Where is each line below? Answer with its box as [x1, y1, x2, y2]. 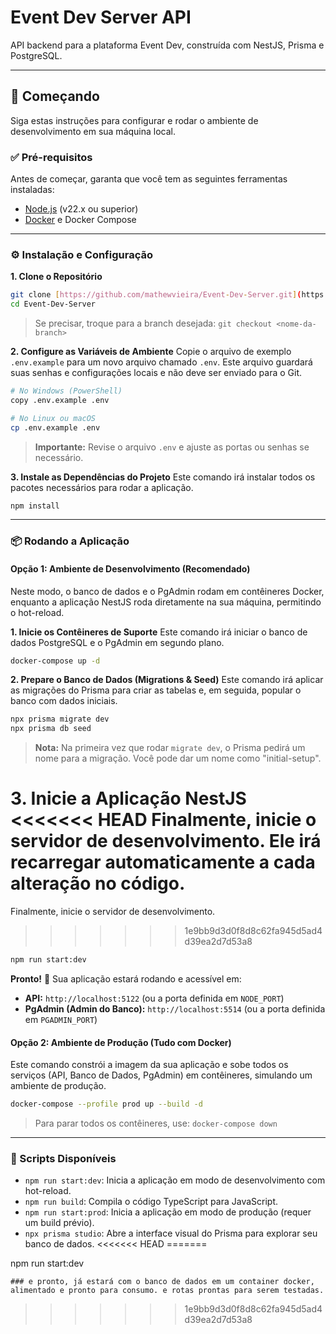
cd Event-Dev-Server [10, 299, 97, 310]
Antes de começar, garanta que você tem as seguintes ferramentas [10, 173, 288, 185]
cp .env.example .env [10, 422, 101, 433]
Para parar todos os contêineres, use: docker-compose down [34, 1117, 278, 1130]
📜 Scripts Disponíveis [10, 1152, 117, 1166]
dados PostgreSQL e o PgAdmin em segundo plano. [10, 636, 225, 648]
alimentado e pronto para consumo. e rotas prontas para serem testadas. [10, 1286, 325, 1296]
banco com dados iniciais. [10, 695, 118, 707]
